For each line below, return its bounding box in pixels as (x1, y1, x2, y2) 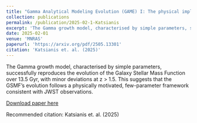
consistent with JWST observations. (6, 88, 94, 95)
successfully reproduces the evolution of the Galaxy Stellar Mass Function (6, 69, 186, 77)
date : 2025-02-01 (6, 31, 49, 36)
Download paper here (6, 99, 59, 107)
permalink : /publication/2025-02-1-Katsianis (6, 19, 119, 25)
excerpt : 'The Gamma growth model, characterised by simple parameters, (6, 25, 188, 31)
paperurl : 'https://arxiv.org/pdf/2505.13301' (6, 42, 122, 48)
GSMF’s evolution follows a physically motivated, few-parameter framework (6, 82, 189, 89)
